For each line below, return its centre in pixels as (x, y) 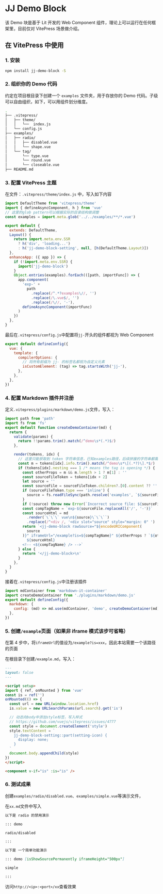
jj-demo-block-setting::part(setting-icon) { (61, 735)
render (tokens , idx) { (37, 455)
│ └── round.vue (28, 161)
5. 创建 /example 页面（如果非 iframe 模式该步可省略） (67, 631)
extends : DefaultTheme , (33, 230)
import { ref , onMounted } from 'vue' (44, 690)
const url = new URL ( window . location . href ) (54, 704)
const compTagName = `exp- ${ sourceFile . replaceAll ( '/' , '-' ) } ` (88, 508)
